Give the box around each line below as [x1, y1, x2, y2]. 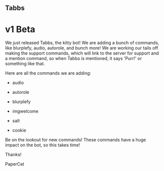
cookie [12, 127, 26, 133]
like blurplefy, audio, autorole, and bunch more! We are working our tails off [5, 45, 159, 51]
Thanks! [5, 152, 22, 158]
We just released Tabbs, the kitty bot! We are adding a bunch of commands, [5, 40, 159, 46]
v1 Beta [5, 24, 35, 35]
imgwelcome [12, 108, 38, 114]
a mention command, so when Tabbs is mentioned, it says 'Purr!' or [5, 56, 142, 61]
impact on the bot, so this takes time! [5, 142, 80, 148]
